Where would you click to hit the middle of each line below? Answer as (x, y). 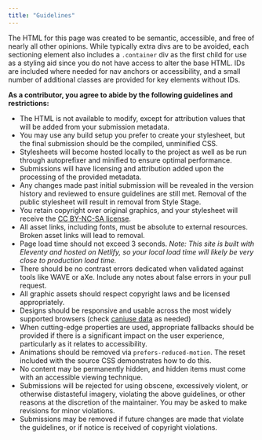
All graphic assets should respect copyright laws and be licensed (125, 293)
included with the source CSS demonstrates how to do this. (115, 360)
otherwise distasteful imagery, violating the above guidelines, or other (132, 394)
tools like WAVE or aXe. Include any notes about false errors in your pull (135, 277)
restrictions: (29, 103)
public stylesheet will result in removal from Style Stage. (110, 202)
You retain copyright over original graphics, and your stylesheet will (128, 210)
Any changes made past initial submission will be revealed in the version (136, 185)
